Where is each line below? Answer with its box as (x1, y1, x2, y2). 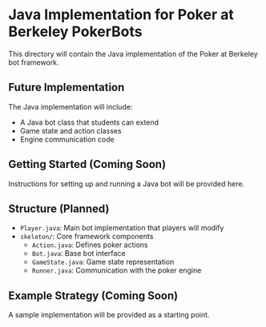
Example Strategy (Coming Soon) (8, 289, 179, 302)
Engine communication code (19, 134, 115, 144)
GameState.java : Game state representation (31, 257, 175, 267)
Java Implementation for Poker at (8, 6, 234, 24)
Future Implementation (8, 81, 125, 94)
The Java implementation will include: (8, 102, 133, 111)
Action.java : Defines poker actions (31, 240, 148, 249)
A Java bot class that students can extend (19, 118, 159, 127)
